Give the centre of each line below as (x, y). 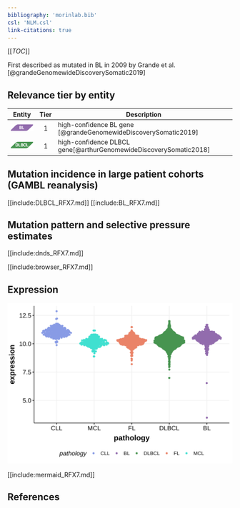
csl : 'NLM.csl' (30, 22)
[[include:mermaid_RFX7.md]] (51, 474)
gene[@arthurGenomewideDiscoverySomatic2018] (134, 150)
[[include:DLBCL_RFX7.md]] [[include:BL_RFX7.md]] (84, 203)
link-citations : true (40, 30)
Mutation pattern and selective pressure (99, 225)
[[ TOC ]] (19, 51)
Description (144, 114)
